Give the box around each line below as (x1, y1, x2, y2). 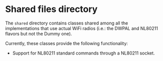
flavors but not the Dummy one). (5, 30, 72, 36)
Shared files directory (5, 3, 98, 15)
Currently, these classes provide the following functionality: (5, 40, 128, 46)
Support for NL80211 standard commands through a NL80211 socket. (12, 50, 155, 56)
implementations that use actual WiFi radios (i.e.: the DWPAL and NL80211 (5, 25, 158, 31)
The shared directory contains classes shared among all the (5, 20, 128, 26)
